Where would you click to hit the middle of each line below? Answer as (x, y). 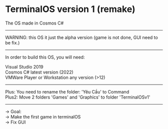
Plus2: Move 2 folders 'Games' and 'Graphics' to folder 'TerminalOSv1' (78, 97)
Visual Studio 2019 (24, 66)
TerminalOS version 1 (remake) (70, 9)
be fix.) (12, 42)
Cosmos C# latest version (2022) (39, 72)
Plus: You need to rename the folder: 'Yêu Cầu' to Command (67, 91)
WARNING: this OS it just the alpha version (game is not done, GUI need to (82, 37)
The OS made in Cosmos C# (34, 23)
